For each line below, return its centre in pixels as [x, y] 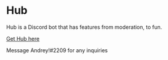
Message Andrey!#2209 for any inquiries [57, 50]
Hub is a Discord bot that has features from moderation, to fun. [84, 27]
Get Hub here [23, 38]
